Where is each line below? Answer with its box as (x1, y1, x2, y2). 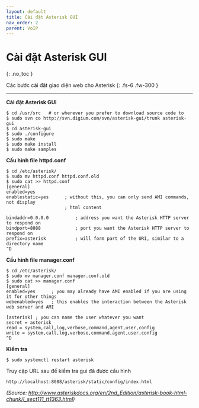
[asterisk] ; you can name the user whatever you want (6, 314, 145, 320)
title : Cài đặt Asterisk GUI (6, 14, 78, 20)
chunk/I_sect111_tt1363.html (6, 396, 73, 403)
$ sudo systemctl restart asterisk (6, 357, 94, 363)
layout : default (6, 8, 46, 15)
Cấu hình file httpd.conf (6, 157, 66, 164)
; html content (64, 205, 102, 211)
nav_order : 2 (6, 20, 38, 25)
